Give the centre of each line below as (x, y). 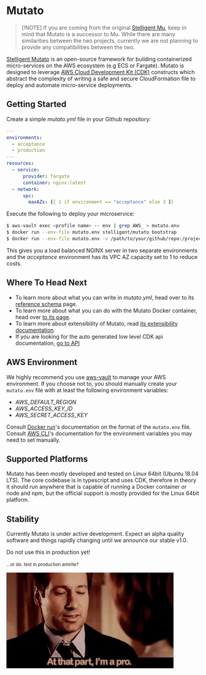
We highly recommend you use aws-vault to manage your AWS (86, 377)
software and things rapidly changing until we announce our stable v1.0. (97, 540)
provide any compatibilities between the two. (78, 47)
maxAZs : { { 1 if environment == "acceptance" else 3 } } (101, 202)
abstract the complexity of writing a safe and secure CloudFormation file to (101, 78)
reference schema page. (46, 304)
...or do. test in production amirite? (43, 565)
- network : (26, 189)
